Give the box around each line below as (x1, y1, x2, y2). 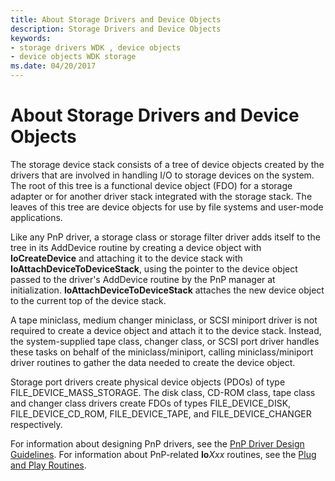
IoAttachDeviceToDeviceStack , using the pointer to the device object (10, 262, 298, 275)
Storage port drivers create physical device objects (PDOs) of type (10, 376, 286, 388)
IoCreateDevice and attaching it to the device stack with (10, 252, 243, 264)
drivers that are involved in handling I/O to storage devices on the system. (10, 169, 315, 181)
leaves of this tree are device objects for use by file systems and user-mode (10, 201, 324, 213)
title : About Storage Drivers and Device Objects (10, 14, 222, 25)
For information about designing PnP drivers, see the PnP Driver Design (10, 437, 305, 450)
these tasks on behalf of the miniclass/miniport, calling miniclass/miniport (10, 346, 314, 358)
